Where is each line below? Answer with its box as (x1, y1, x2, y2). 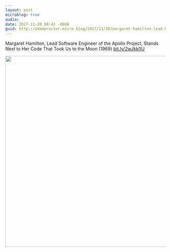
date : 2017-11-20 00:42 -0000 (5, 21, 70, 27)
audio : (5, 17, 19, 22)
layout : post (5, 7, 33, 13)
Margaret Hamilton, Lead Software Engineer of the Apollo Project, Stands (5, 40, 159, 46)
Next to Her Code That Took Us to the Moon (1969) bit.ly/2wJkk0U (5, 46, 145, 52)
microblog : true (5, 12, 40, 17)
